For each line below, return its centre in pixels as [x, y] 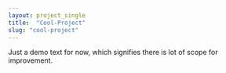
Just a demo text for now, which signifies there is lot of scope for [113, 53]
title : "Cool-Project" [47, 23]
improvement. [31, 60]
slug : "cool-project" [44, 30]
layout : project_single [47, 15]
